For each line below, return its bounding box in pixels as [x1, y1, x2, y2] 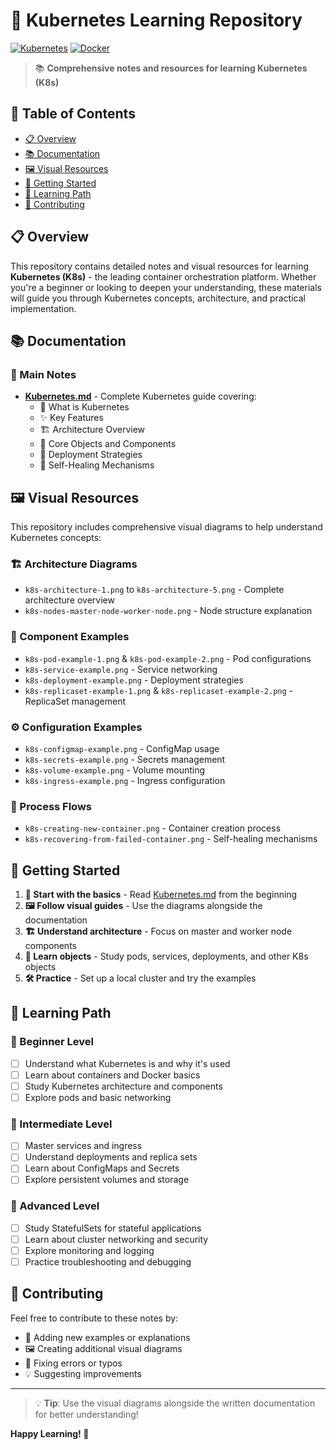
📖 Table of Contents [10, 105, 136, 123]
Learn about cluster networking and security [24, 1233, 209, 1245]
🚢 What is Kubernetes [39, 401, 130, 413]
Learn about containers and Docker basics [24, 1069, 201, 1081]
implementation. [10, 302, 77, 314]
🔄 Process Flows [10, 799, 92, 813]
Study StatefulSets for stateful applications [24, 1222, 202, 1234]
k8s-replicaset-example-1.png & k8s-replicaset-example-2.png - [24, 684, 293, 696]
